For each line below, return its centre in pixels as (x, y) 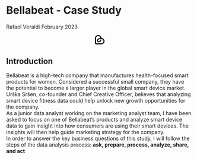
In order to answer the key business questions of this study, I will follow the (98, 138)
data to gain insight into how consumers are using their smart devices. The (97, 126)
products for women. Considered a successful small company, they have (95, 81)
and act (16, 151)
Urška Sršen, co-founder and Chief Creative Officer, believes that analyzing (99, 94)
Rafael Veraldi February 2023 (42, 27)
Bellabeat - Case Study (64, 10)
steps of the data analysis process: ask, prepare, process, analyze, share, (98, 144)
